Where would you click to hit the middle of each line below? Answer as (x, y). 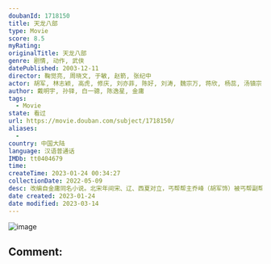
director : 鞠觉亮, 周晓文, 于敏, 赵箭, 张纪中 (80, 76)
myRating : (25, 46)
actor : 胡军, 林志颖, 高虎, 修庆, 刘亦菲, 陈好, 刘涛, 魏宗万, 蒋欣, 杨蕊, (124, 83)
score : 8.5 (27, 38)
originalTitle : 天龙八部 (48, 53)
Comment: (35, 251)
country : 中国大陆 (37, 143)
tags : (17, 98)
